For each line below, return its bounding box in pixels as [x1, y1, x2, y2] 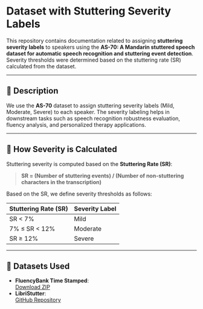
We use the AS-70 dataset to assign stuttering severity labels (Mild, [6, 101, 175, 109]
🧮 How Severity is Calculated [6, 144, 117, 154]
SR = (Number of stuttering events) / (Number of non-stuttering [21, 172, 184, 179]
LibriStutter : [14, 290, 47, 297]
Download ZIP [14, 284, 50, 291]
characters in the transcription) [21, 178, 101, 185]
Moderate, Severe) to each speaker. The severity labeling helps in [6, 108, 170, 115]
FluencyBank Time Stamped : [14, 277, 89, 284]
